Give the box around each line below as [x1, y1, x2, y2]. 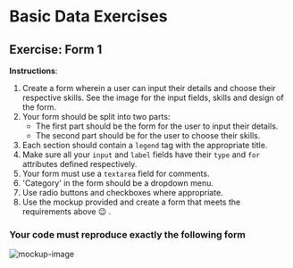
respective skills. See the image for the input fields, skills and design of [21, 92, 284, 103]
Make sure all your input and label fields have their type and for [21, 149, 261, 160]
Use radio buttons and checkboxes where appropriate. [21, 188, 223, 197]
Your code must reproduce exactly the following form [9, 228, 246, 240]
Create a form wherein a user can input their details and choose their [21, 83, 277, 93]
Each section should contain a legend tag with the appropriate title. [21, 140, 268, 150]
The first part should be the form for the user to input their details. [35, 121, 279, 131]
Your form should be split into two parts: [21, 112, 171, 121]
